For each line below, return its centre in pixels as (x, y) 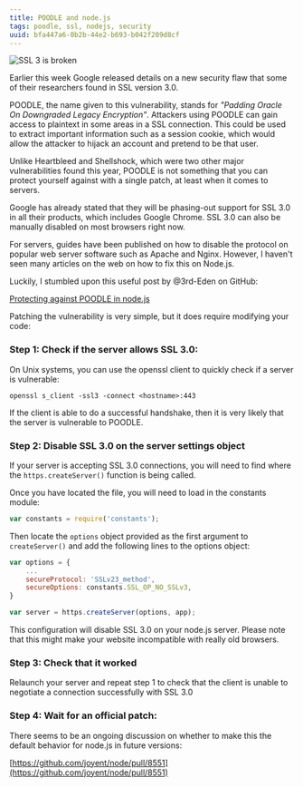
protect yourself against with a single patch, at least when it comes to (139, 180)
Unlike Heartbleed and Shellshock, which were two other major (127, 161)
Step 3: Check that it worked (73, 663)
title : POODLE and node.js (60, 18)
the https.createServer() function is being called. (103, 475)
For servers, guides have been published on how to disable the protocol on (149, 245)
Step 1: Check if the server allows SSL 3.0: (104, 350)
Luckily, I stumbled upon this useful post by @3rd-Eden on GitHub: (134, 281)
